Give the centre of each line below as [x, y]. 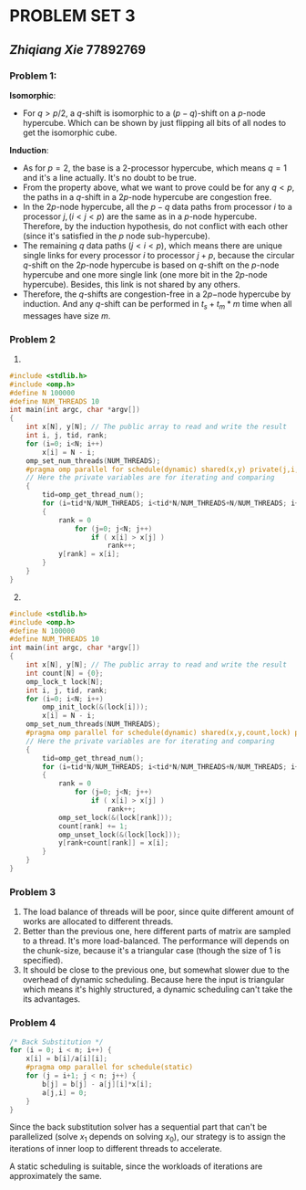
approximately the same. [56, 1176]
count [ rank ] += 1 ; [93, 826]
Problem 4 [33, 1023]
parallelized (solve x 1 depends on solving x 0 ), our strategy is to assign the [148, 1138]
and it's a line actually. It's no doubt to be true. [110, 177]
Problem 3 [33, 891]
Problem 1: [33, 76]
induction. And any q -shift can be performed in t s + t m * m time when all [157, 305]
